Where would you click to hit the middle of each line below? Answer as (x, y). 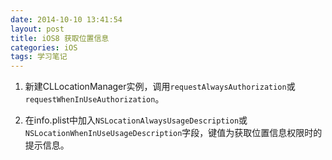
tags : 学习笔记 (39, 57)
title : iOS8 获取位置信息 (60, 38)
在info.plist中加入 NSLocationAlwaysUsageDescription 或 (136, 120)
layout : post (37, 29)
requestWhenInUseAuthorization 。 (94, 99)
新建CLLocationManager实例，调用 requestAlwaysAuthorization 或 (160, 87)
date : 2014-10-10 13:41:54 (66, 19)
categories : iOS (44, 47)
